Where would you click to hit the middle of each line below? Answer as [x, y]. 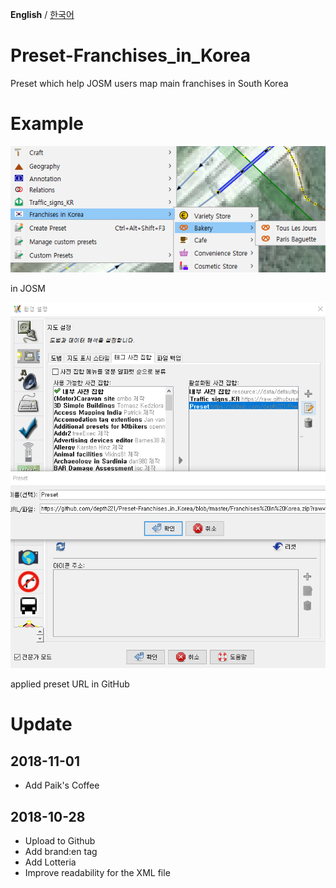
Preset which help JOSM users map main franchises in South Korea [149, 83]
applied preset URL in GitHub [70, 684]
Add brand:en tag [61, 852]
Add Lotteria [50, 862]
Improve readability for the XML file [97, 873]
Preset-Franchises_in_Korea [131, 55]
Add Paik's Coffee [62, 785]
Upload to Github [60, 841]
